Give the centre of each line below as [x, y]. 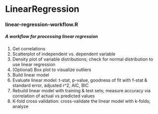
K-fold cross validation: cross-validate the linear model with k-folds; [81, 101]
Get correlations [29, 49]
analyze [20, 107]
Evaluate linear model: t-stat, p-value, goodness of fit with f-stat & [80, 80]
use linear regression [34, 65]
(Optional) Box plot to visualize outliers [52, 70]
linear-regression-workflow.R [42, 25]
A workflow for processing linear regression [52, 36]
